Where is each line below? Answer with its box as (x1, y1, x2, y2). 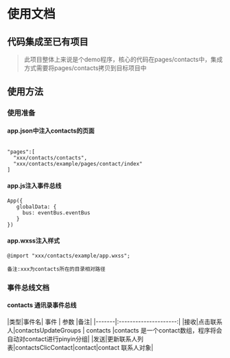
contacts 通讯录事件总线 (7, 301, 77, 309)
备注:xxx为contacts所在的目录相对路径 (7, 265, 106, 272)
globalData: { (16, 203, 57, 210)
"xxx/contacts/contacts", (13, 154, 88, 161)
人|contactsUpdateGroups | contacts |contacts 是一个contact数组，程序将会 (7, 326, 222, 335)
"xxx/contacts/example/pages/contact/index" (13, 160, 143, 167)
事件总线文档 (7, 282, 50, 292)
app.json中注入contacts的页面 (7, 126, 95, 135)
